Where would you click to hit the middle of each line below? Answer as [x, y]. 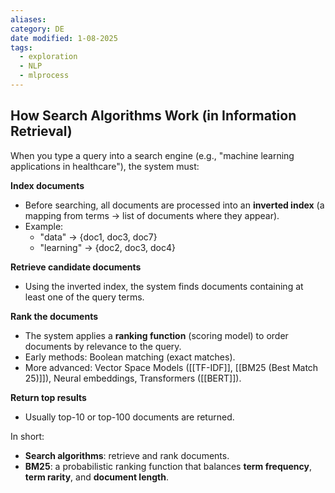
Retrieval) [41, 131]
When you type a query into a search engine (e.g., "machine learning [152, 155]
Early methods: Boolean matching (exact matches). [130, 357]
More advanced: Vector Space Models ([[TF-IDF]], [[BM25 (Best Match [171, 367]
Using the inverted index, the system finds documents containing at [164, 286]
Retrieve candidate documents [76, 267]
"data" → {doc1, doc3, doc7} [98, 237]
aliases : [28, 19]
